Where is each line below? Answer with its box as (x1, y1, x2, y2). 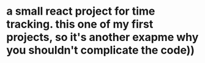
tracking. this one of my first (6, 17, 154, 31)
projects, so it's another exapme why (6, 31, 199, 44)
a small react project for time (6, 4, 155, 18)
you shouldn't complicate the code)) (6, 43, 195, 57)
